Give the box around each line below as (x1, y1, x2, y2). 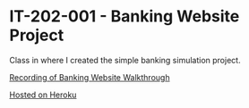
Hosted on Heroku (9, 89, 77, 100)
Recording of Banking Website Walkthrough (9, 71, 170, 82)
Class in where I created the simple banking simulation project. (9, 54, 241, 65)
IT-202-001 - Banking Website (9, 6, 240, 27)
